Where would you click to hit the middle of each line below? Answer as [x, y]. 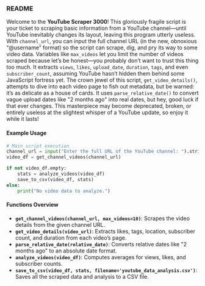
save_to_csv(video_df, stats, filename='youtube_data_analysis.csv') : [106, 270]
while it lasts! [23, 119]
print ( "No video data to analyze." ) [64, 191]
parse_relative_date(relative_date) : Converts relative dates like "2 [101, 244]
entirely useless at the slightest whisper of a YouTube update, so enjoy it [97, 113]
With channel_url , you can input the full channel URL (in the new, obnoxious [102, 41]
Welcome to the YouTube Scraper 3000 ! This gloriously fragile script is [96, 22]
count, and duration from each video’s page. [71, 238]
